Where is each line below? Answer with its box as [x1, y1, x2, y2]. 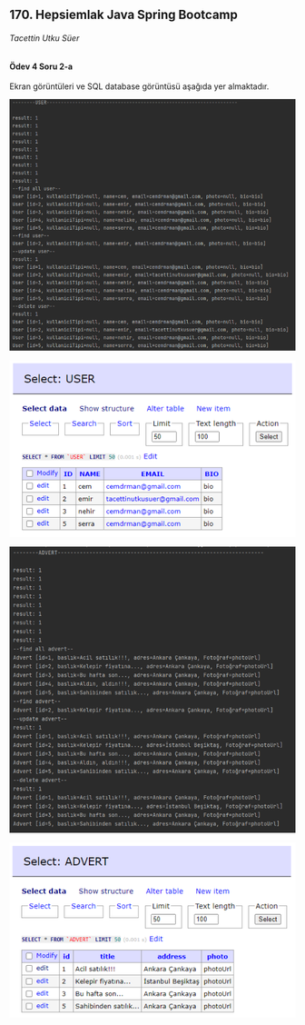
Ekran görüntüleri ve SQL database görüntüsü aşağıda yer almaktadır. [9, 81, 270, 92]
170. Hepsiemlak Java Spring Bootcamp [9, 7, 239, 23]
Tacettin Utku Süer [9, 32, 80, 44]
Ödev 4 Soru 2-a [9, 61, 74, 72]
